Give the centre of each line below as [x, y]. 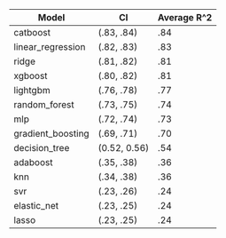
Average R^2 [185, 17]
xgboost [31, 76]
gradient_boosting [52, 134]
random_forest [44, 104]
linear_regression [50, 47]
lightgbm [32, 90]
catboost [32, 32]
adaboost [33, 162]
